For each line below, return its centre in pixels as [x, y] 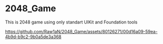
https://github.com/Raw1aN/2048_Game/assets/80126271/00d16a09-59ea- [81, 31]
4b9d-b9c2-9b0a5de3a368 [33, 37]
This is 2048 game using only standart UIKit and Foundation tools [71, 22]
